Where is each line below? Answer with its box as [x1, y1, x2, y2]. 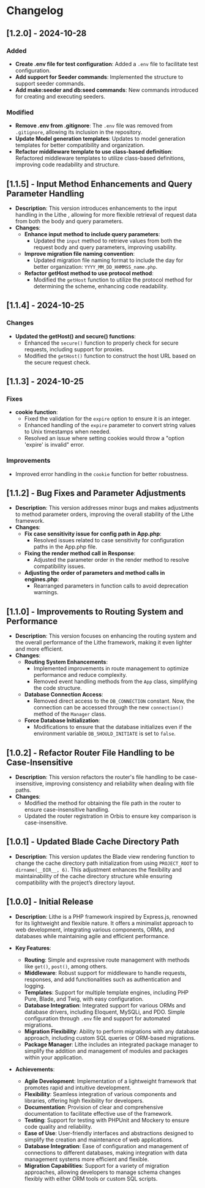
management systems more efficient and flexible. [24, 1155, 149, 1163]
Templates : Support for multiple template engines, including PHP [24, 988, 189, 996]
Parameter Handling [6, 188, 84, 199]
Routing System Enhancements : [24, 659, 108, 666]
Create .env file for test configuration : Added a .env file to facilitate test [15, 60, 199, 67]
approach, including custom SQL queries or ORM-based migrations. [24, 1034, 196, 1041]
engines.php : [24, 576, 59, 583]
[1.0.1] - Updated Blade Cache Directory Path [6, 837, 179, 847]
